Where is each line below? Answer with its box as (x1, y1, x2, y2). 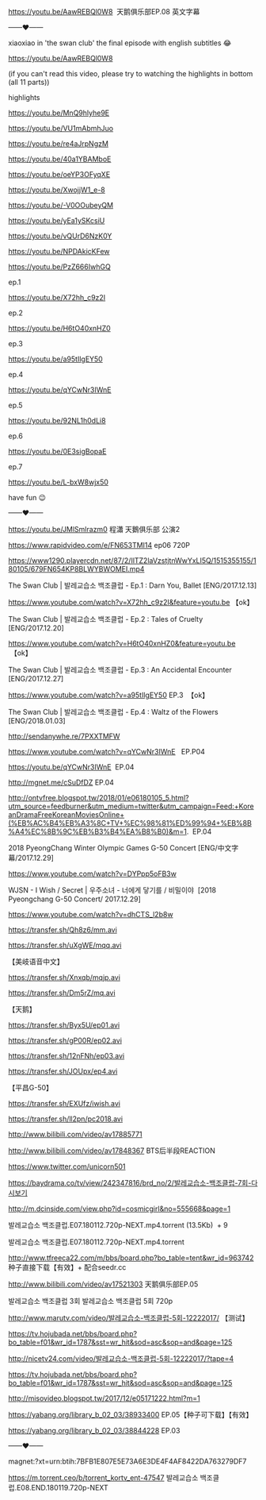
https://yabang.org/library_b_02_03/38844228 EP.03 (8, 1426, 180, 1435)
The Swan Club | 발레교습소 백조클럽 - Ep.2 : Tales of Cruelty (8, 615, 203, 623)
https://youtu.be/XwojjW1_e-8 (8, 185, 105, 195)
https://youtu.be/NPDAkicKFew (8, 247, 110, 256)
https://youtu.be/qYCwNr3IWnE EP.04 (8, 762, 135, 772)
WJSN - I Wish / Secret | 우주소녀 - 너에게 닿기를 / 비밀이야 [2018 (8, 885, 216, 895)
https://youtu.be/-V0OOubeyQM (8, 201, 113, 210)
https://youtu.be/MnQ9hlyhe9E (8, 108, 109, 118)
